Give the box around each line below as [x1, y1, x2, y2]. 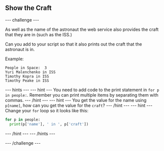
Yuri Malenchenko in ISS [5, 70, 56, 75]
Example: [5, 56, 24, 62]
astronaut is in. [5, 46, 35, 52]
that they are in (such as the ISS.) [5, 31, 72, 37]
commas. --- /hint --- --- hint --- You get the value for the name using [5, 97, 147, 103]
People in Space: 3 [5, 65, 47, 70]
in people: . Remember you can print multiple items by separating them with [5, 92, 159, 98]
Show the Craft [5, 4, 52, 12]
